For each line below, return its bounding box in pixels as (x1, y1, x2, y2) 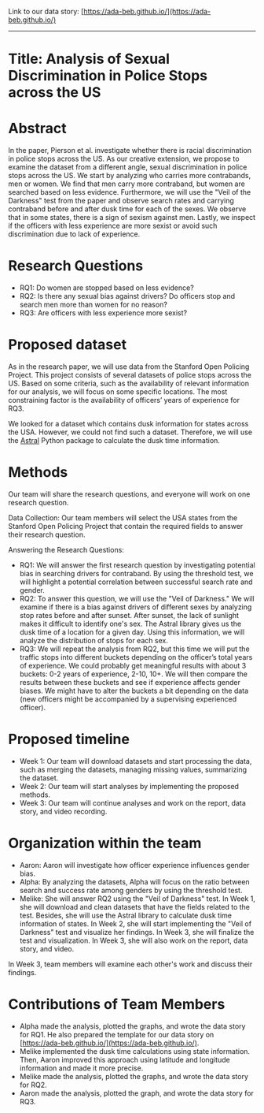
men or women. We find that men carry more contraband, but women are (8, 179, 245, 188)
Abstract (8, 120, 67, 137)
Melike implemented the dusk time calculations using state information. (19, 1046, 250, 1055)
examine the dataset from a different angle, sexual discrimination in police (8, 162, 247, 172)
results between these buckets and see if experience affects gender (19, 677, 241, 687)
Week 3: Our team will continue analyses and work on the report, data (19, 798, 246, 807)
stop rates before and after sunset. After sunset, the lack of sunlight (19, 610, 240, 620)
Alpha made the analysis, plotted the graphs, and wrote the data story (19, 1021, 246, 1031)
